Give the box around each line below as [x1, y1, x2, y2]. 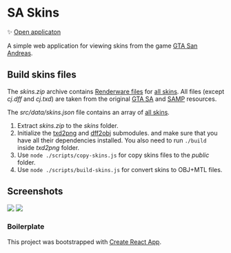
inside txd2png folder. [17, 143, 80, 151]
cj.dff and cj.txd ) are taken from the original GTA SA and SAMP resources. [7, 95, 217, 103]
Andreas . [7, 48, 33, 57]
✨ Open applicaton [7, 28, 61, 36]
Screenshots [7, 185, 63, 198]
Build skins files [7, 69, 77, 81]
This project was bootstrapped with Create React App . [7, 237, 162, 246]
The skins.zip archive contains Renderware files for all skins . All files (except [7, 87, 225, 95]
